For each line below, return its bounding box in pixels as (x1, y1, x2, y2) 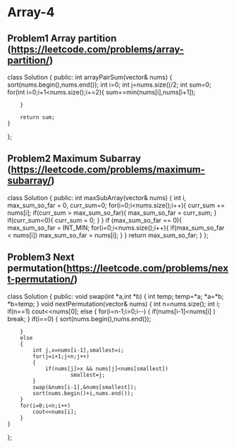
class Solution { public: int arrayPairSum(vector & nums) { (7, 73, 173, 81)
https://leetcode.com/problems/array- (11, 43, 185, 55)
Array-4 (7, 4, 55, 20)
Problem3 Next (7, 251, 75, 263)
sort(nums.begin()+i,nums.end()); (32, 390, 134, 397)
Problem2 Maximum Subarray (7, 153, 142, 165)
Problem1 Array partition (7, 32, 117, 44)
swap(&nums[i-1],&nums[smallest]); (32, 383, 137, 391)
